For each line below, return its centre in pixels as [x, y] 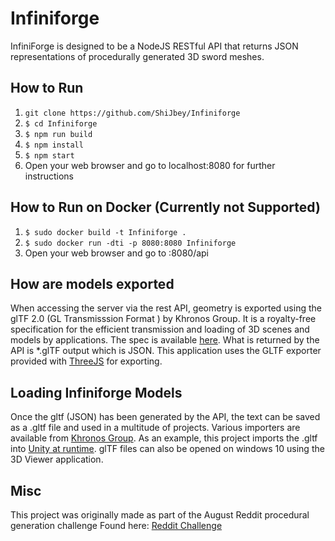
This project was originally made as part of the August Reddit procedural [160, 515]
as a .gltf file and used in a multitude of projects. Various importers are [155, 428]
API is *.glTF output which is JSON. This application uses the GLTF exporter [166, 351]
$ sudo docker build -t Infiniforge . [105, 232]
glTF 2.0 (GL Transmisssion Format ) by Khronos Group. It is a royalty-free [163, 319]
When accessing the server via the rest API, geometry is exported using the [166, 308]
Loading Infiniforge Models [96, 392]
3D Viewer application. [57, 459]
